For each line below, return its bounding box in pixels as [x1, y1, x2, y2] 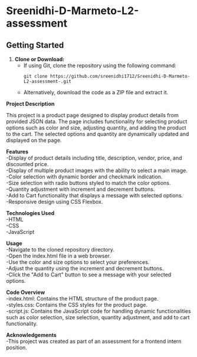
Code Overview [6, 289, 45, 296]
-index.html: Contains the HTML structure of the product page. [6, 295, 159, 302]
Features [6, 148, 28, 155]
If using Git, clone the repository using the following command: [23, 62, 177, 69]
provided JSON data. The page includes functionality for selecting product [6, 118, 188, 125]
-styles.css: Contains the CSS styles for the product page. [6, 302, 147, 308]
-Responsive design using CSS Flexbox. [6, 199, 103, 205]
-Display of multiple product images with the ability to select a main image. [6, 167, 188, 174]
